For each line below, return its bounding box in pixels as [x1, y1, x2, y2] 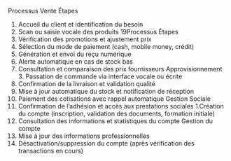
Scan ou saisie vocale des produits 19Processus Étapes [17, 28, 179, 36]
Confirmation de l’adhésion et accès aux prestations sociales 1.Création [17, 102, 225, 110]
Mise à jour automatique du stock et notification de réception [17, 87, 195, 95]
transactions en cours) [17, 147, 83, 155]
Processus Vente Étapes [8, 7, 78, 15]
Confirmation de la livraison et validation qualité [17, 80, 156, 87]
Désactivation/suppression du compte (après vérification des [17, 139, 195, 147]
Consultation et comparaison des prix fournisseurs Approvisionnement [17, 65, 223, 73]
